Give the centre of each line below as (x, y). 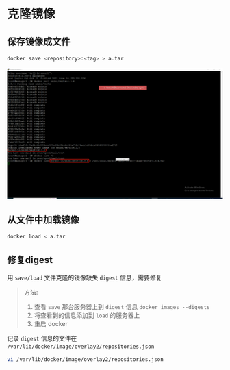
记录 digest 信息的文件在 (42, 338)
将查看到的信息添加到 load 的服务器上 (87, 315)
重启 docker (51, 324)
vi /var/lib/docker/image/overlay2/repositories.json (86, 360)
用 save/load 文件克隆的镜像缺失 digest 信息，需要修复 (85, 277)
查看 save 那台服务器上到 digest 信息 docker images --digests (122, 307)
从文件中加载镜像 (43, 220)
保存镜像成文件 (39, 41)
